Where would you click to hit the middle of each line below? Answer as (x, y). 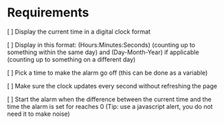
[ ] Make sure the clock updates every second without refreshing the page (112, 86)
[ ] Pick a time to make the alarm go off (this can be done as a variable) (108, 73)
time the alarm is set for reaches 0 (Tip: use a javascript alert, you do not (110, 106)
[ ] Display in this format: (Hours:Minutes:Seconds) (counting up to (101, 45)
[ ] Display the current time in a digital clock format (79, 32)
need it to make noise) (38, 114)
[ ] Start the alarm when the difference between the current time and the (109, 99)
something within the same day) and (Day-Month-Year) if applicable (103, 52)
